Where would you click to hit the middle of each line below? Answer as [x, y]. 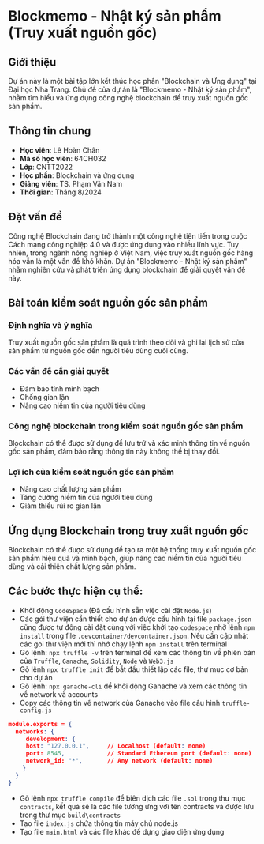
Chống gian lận [44, 397]
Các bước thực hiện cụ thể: [76, 592]
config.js [36, 710]
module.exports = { [40, 724]
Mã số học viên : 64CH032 [63, 158]
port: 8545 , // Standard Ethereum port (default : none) [139, 754]
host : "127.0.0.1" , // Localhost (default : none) [116, 746]
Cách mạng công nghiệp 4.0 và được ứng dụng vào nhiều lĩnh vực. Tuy [123, 244]
